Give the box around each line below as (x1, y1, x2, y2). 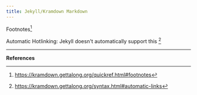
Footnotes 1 (6, 24, 32, 33)
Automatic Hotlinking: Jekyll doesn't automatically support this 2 (6, 37, 161, 44)
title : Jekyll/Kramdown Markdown (6, 8, 88, 15)
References (6, 54, 35, 61)
